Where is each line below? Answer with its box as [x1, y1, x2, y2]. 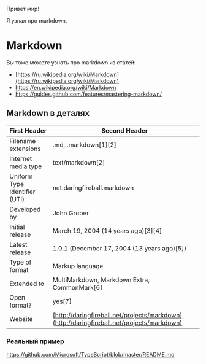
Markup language [52, 261, 104, 270]
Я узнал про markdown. [6, 17, 67, 24]
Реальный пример [6, 337, 64, 346]
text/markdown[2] [52, 158, 105, 166]
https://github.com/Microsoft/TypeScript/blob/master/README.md [6, 351, 175, 358]
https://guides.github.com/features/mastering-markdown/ [15, 90, 162, 98]
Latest [9, 240, 28, 249]
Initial [9, 222, 25, 231]
